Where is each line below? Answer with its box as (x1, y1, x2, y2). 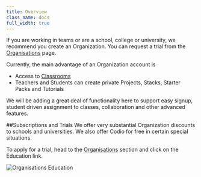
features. (6, 110, 29, 117)
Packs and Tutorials (14, 85, 64, 93)
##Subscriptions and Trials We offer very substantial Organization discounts (6, 122, 196, 129)
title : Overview (6, 8, 47, 15)
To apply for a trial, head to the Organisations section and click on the (6, 146, 179, 154)
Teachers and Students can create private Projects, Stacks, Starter (14, 79, 181, 86)
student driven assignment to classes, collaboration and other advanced (6, 104, 185, 111)
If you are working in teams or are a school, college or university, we (6, 37, 176, 44)
